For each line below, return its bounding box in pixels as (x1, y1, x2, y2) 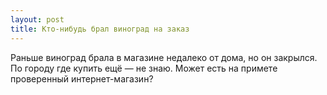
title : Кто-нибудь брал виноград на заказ (10, 24, 190, 34)
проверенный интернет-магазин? (10, 72, 154, 85)
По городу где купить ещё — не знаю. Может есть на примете (10, 62, 278, 74)
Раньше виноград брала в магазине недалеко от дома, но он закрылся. (10, 51, 318, 63)
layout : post (10, 14, 65, 25)
